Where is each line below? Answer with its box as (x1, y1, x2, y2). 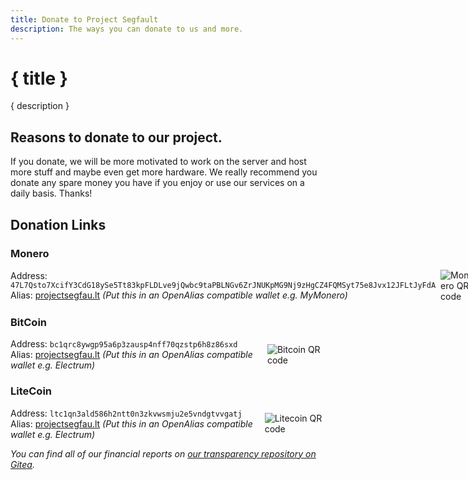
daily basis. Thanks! (10, 187, 93, 200)
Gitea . (10, 458, 35, 470)
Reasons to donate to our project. (10, 129, 223, 146)
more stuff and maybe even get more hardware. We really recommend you (10, 166, 318, 178)
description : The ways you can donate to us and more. (10, 24, 244, 34)
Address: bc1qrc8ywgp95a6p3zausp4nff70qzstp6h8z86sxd (10, 338, 238, 350)
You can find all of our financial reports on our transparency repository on (10, 447, 317, 460)
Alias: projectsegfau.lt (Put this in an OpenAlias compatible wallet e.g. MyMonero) (10, 289, 348, 301)
